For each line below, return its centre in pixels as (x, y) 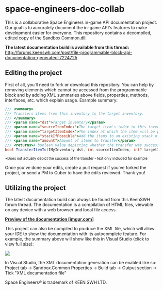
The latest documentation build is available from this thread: (67, 47)
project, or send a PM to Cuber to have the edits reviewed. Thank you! (75, 172)
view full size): (19, 244)
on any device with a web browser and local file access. (61, 210)
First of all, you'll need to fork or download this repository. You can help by (80, 85)
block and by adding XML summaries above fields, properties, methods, (77, 95)
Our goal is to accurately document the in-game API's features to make (76, 27)
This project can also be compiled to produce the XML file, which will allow (80, 229)
